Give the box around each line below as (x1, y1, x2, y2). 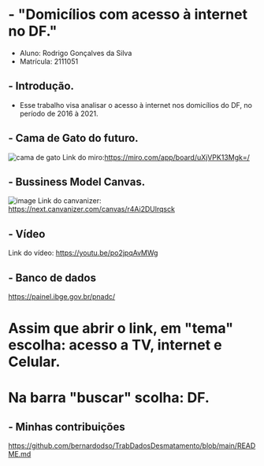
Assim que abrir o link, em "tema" (8, 320, 234, 338)
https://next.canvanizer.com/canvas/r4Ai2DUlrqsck (8, 205, 176, 214)
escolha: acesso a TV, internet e (8, 336, 222, 354)
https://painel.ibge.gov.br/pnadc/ (8, 292, 116, 301)
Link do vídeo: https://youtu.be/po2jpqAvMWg (8, 248, 158, 257)
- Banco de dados (8, 271, 97, 284)
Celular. (8, 353, 61, 371)
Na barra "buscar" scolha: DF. (8, 389, 210, 407)
